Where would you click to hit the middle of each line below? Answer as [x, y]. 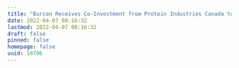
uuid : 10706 [25, 54]
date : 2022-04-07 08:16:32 [47, 21]
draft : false [27, 34]
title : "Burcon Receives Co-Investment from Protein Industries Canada [116, 14]
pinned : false [28, 40]
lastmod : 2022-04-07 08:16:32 [52, 27]
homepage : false [31, 47]
